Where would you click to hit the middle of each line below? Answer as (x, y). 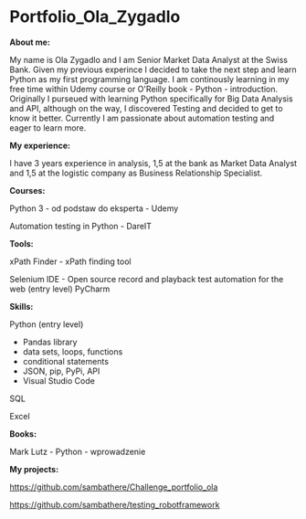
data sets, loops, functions (73, 351)
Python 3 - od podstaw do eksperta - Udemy (94, 208)
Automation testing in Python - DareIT (81, 226)
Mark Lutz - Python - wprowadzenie (78, 451)
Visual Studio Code (59, 380)
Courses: (27, 190)
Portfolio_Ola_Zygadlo (95, 17)
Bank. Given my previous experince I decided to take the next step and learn (153, 69)
